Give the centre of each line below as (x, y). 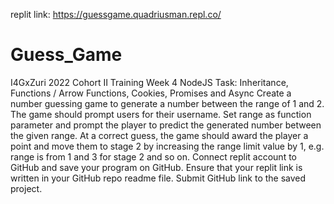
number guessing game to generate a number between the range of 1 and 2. (167, 103)
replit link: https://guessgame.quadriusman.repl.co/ (116, 14)
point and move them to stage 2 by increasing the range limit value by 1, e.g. (167, 146)
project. (26, 188)
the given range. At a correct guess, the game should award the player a (159, 135)
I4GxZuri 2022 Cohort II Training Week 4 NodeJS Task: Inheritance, (149, 82)
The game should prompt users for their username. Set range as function (161, 114)
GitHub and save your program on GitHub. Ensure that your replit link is (156, 167)
